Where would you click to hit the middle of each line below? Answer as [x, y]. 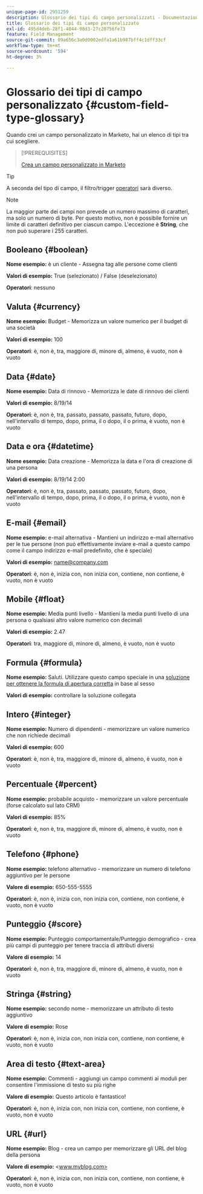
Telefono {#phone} [43, 854]
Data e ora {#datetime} [50, 446]
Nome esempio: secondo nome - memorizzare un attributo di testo [90, 1009]
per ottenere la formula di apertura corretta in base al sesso [81, 684]
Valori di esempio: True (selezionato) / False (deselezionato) [82, 276]
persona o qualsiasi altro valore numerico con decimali [74, 620]
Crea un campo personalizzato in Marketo [73, 165]
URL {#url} [27, 1134]
